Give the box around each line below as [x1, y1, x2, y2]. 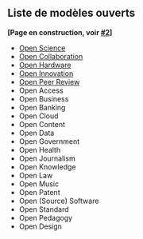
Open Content [18, 119, 65, 129]
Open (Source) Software [18, 196, 99, 205]
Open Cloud [18, 111, 59, 121]
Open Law [18, 170, 53, 180]
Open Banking [18, 102, 66, 112]
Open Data [18, 128, 55, 137]
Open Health [18, 145, 61, 154]
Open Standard [18, 204, 69, 214]
